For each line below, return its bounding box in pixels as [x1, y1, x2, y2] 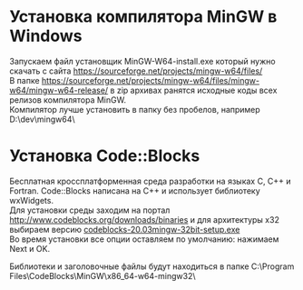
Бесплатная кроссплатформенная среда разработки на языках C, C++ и [9, 175, 292, 186]
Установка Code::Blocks [9, 145, 200, 166]
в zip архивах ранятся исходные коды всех [110, 85, 278, 95]
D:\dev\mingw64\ [9, 114, 75, 125]
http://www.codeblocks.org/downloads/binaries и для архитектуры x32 [9, 214, 279, 225]
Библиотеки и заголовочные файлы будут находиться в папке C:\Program [9, 261, 295, 272]
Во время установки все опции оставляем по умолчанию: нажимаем [9, 234, 279, 245]
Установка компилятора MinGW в [9, 6, 278, 27]
